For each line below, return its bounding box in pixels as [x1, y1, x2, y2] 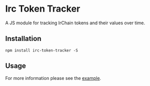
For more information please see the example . [5, 75, 101, 81]
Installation [5, 34, 42, 43]
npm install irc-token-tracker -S [5, 48, 79, 53]
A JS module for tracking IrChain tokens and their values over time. [5, 20, 145, 26]
